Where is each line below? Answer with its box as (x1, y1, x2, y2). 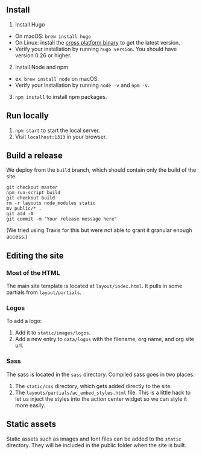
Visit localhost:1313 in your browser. (14, 133, 107, 140)
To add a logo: (6, 318, 42, 325)
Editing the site (6, 250, 65, 261)
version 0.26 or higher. (14, 51, 72, 59)
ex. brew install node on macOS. (14, 75, 99, 82)
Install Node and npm (14, 63, 68, 71)
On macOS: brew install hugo (14, 33, 92, 40)
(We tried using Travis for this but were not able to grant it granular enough (6, 227, 192, 234)
